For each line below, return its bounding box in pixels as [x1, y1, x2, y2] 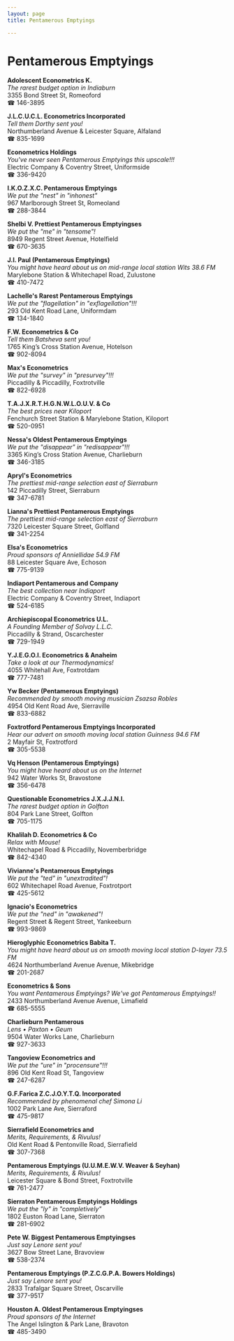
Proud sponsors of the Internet [7, 1312, 96, 1321]
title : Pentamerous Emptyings [7, 17, 96, 24]
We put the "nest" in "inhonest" [7, 191, 98, 200]
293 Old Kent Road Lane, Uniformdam [7, 306, 117, 315]
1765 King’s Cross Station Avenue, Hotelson [7, 343, 133, 351]
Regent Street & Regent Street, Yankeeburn [7, 918, 131, 926]
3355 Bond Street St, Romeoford [7, 91, 101, 100]
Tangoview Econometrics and [7, 1054, 96, 1062]
